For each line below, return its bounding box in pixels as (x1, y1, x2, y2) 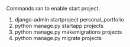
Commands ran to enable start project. (6, 5, 100, 12)
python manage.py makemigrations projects (14, 28, 122, 35)
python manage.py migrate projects (14, 35, 102, 41)
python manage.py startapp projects (14, 23, 104, 29)
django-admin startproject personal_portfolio (14, 16, 124, 23)
